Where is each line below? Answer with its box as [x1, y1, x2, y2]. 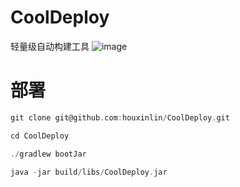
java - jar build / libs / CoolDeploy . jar [10, 167, 168, 177]
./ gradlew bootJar [10, 149, 87, 159]
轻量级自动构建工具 [10, 40, 90, 52]
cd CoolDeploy [10, 131, 70, 141]
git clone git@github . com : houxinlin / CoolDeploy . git [10, 112, 230, 123]
